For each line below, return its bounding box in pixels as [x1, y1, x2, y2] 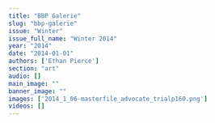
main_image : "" [8, 79, 60, 87]
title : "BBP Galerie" [8, 11, 82, 20]
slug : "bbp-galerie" [8, 19, 78, 28]
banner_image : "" [8, 87, 67, 95]
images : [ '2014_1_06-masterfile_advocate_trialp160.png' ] [8, 95, 208, 103]
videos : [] [8, 102, 45, 110]
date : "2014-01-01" [8, 49, 74, 57]
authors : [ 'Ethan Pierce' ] [8, 57, 99, 66]
